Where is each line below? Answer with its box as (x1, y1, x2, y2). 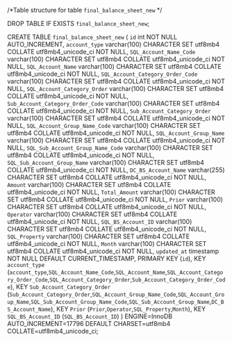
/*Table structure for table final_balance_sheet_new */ (7, 6, 163, 14)
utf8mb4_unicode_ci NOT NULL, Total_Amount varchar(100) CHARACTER (7, 188, 215, 196)
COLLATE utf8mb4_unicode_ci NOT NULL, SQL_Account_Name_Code (7, 48, 196, 56)
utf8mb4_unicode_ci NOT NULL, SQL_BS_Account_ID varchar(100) (7, 218, 192, 225)
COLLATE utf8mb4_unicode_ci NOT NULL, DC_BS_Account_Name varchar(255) (7, 166, 225, 174)
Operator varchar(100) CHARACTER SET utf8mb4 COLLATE (7, 210, 178, 218)
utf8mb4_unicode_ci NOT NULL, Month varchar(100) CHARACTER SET (7, 240, 207, 247)
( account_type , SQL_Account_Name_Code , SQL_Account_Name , (7, 268, 168, 276)
